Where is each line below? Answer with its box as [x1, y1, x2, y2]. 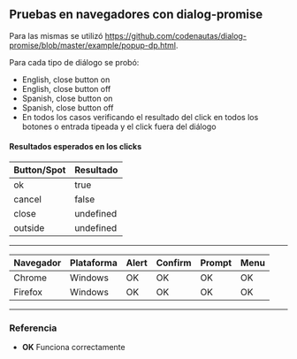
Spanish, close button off [21, 102, 114, 113]
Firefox [13, 286, 42, 299]
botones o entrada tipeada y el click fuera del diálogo [21, 121, 217, 132]
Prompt [200, 256, 232, 269]
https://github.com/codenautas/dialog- [104, 30, 247, 41]
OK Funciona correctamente [21, 342, 126, 353]
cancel [13, 194, 42, 206]
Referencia [9, 322, 57, 334]
